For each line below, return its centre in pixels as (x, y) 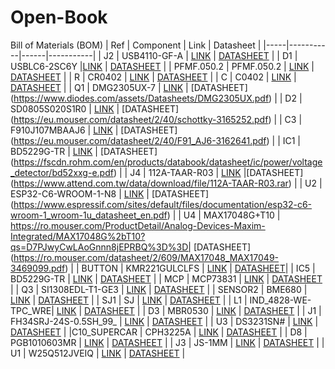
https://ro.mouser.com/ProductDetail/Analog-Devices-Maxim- (138, 225)
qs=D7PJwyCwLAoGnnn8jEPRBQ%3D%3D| (101, 247)
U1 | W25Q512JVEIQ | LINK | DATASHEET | (98, 353)
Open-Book (59, 17)
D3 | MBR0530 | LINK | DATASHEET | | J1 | (235, 310)
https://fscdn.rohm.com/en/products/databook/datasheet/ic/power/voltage (168, 162)
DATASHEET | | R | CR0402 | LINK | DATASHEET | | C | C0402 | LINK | (153, 77)
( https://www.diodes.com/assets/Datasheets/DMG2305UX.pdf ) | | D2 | (156, 98)
